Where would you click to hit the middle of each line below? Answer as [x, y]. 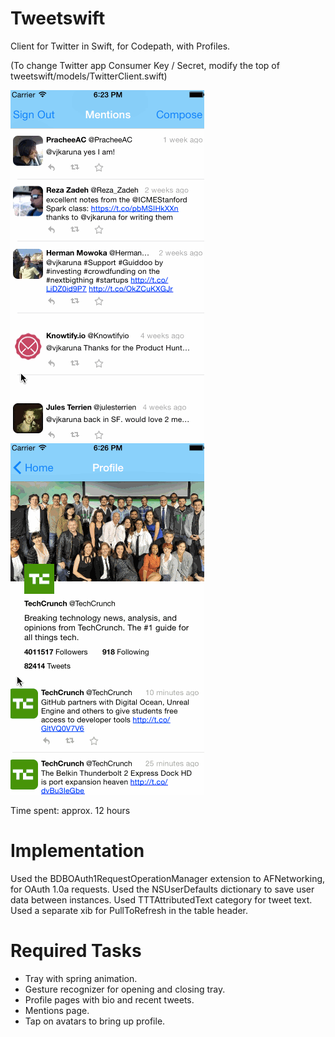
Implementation [77, 851]
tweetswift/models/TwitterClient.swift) [89, 76]
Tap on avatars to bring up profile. [95, 1021]
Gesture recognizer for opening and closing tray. [125, 989]
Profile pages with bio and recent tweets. [109, 999]
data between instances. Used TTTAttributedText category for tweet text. [161, 899]
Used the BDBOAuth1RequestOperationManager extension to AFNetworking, [168, 878]
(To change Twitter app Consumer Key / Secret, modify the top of [145, 65]
